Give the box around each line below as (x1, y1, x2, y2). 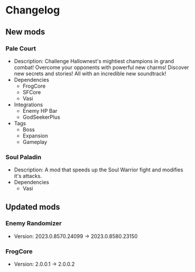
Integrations (13, 101, 43, 108)
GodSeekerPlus (22, 113, 61, 120)
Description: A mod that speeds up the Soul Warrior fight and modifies (13, 166, 183, 173)
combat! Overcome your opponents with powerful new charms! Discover (13, 64, 189, 71)
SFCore (22, 88, 41, 95)
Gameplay (22, 138, 47, 145)
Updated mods (5, 202, 61, 212)
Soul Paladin (5, 153, 41, 161)
